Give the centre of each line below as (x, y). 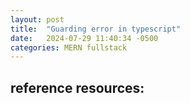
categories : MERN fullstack (69, 47)
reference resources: (77, 87)
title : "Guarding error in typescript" (96, 29)
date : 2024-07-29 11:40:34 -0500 (84, 38)
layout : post (37, 19)
